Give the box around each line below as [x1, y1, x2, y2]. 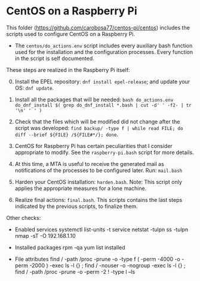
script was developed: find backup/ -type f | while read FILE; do [14, 124, 183, 131]
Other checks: [6, 214, 41, 221]
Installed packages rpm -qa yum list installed [14, 244, 125, 251]
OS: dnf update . [14, 84, 54, 91]
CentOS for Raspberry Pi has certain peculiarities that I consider [14, 142, 173, 149]
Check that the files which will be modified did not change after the [14, 118, 180, 125]
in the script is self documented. [14, 55, 94, 62]
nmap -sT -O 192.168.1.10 [14, 232, 76, 239]
